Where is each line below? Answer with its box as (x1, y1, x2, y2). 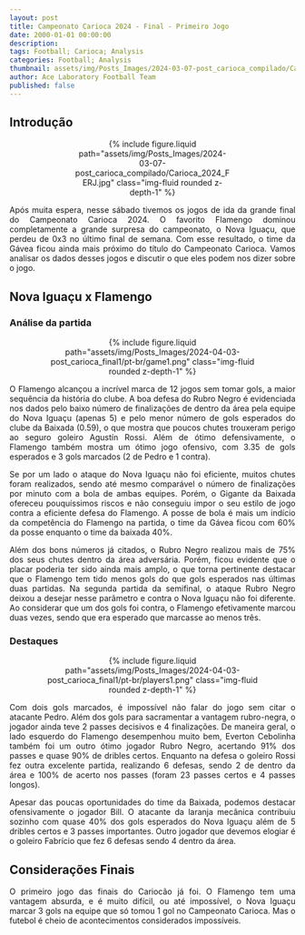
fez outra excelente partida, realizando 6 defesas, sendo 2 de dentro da (9, 760, 296, 771)
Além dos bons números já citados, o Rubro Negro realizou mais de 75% (9, 545, 296, 556)
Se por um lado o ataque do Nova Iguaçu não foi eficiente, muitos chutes (9, 469, 296, 480)
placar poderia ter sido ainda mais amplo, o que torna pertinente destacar (9, 564, 296, 575)
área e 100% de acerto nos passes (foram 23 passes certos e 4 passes (9, 769, 296, 780)
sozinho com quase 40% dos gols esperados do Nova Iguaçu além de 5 (9, 816, 296, 828)
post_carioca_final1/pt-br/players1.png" (46, 675, 193, 686)
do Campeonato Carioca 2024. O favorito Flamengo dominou (9, 215, 296, 226)
